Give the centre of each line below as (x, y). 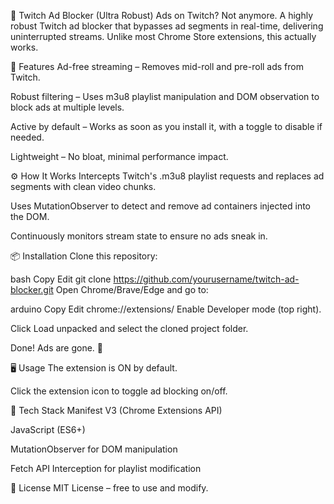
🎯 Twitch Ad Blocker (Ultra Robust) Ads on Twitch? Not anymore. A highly (162, 15)
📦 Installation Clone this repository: (84, 256)
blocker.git (32, 289)
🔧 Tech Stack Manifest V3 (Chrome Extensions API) (116, 410)
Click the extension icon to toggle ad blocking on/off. (119, 391)
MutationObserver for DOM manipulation (94, 449)
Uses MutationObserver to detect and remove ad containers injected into (160, 206)
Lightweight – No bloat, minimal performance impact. (119, 156)
